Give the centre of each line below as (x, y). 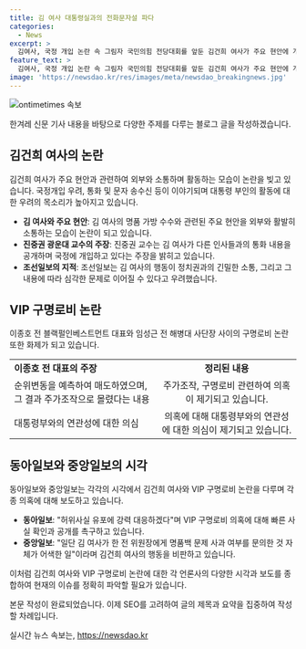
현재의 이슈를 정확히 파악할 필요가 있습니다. (110, 585)
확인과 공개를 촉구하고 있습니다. (88, 531)
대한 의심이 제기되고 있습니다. (232, 430)
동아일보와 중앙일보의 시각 (78, 465)
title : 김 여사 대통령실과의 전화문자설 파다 (82, 18)
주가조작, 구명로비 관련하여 (217, 386)
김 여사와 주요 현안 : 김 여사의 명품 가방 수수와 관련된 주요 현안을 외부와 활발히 (159, 221)
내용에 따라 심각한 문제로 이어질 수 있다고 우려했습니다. (120, 278)
